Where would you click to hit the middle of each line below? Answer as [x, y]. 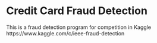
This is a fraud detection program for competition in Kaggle [79, 27]
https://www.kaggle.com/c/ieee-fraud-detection [65, 33]
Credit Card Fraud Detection [77, 11]
